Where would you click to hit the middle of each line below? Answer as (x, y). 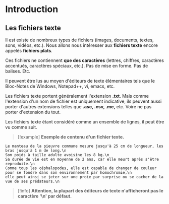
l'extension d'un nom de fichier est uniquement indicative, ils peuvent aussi (83, 101)
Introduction (32, 9)
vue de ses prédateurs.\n (32, 181)
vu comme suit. (21, 127)
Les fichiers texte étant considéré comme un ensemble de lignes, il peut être (85, 122)
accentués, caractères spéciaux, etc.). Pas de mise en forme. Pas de (77, 66)
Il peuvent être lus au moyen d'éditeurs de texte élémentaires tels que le (80, 81)
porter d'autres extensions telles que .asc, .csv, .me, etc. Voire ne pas (78, 107)
